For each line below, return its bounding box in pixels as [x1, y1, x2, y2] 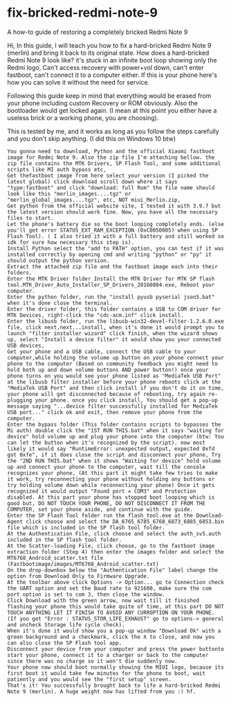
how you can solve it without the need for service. [7, 78, 150, 86]
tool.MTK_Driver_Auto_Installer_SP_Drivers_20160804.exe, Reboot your [7, 281, 215, 289]
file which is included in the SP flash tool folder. [7, 524, 166, 531]
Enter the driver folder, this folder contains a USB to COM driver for [7, 305, 221, 313]
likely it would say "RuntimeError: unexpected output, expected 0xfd [7, 445, 215, 452]
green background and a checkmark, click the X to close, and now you [7, 633, 215, 640]
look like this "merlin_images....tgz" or [7, 190, 131, 197]
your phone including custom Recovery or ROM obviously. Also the [7, 99, 198, 107]
